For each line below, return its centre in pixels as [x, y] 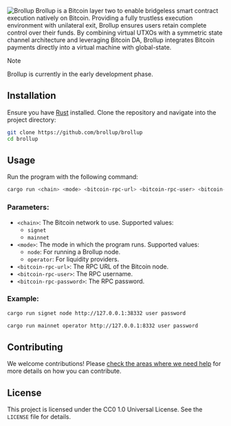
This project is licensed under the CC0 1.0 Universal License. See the [105, 409]
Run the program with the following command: [73, 177]
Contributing [35, 347]
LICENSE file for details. [39, 417]
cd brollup [23, 139]
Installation [32, 96]
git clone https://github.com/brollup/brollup [75, 132]
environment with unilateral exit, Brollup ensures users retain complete [107, 25]
